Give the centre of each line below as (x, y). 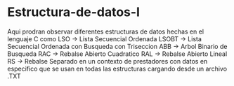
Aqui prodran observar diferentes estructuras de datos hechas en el (106, 31)
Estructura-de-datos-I (74, 12)
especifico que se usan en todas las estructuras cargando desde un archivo (117, 69)
